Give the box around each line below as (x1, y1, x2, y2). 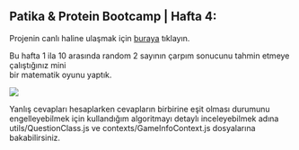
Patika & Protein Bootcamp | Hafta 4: (9, 9, 217, 24)
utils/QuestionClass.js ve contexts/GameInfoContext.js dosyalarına (9, 122, 256, 133)
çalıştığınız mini (9, 59, 66, 70)
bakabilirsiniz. (9, 132, 61, 143)
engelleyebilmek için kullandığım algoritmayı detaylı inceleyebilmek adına (9, 113, 279, 124)
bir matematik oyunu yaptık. (9, 69, 112, 80)
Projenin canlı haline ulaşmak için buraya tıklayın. (9, 32, 190, 43)
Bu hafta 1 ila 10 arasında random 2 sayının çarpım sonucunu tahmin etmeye (9, 50, 290, 61)
